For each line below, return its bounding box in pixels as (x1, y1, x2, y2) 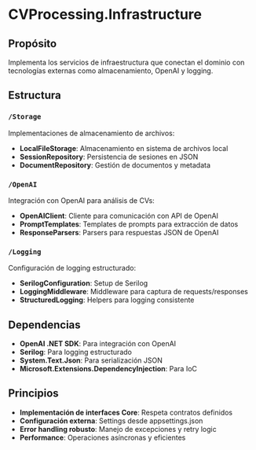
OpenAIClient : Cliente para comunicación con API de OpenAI (19, 211, 218, 220)
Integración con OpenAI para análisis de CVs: (8, 195, 155, 205)
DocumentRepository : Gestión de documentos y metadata (19, 160, 210, 170)
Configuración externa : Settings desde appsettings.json (19, 415, 203, 426)
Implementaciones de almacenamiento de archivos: (8, 128, 175, 138)
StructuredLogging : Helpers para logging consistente (19, 295, 195, 304)
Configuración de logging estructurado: (8, 264, 136, 273)
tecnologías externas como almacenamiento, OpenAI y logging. (8, 66, 214, 76)
